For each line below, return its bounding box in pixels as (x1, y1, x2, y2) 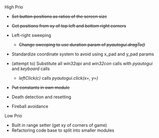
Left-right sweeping (11, 33, 51, 38)
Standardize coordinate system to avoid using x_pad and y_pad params (11, 51, 154, 57)
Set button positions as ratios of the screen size (11, 14, 107, 19)
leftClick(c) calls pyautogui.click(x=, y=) (18, 75, 98, 81)
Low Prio (4, 113, 22, 119)
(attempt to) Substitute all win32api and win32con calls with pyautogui (11, 61, 153, 66)
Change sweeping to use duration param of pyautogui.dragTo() (18, 42, 145, 48)
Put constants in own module (11, 85, 70, 90)
